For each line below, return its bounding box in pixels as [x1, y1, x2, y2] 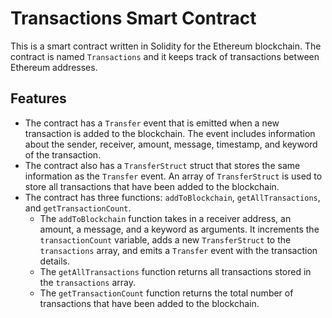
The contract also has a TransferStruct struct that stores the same [24, 159, 301, 171]
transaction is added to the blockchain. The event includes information [24, 127, 316, 139]
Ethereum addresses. [10, 61, 98, 73]
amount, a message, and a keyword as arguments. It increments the [39, 223, 320, 235]
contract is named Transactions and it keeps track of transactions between [10, 50, 320, 62]
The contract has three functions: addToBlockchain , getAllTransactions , [24, 191, 321, 203]
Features [10, 90, 67, 107]
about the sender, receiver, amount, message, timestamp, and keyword [24, 138, 318, 150]
